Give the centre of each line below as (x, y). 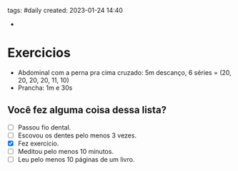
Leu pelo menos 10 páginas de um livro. (76, 159)
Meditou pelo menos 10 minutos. (66, 151)
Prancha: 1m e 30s (45, 88)
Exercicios (39, 53)
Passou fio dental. (44, 127)
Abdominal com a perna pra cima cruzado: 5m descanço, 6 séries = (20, (125, 72)
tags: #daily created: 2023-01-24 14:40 (65, 10)
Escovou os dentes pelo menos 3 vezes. (77, 135)
